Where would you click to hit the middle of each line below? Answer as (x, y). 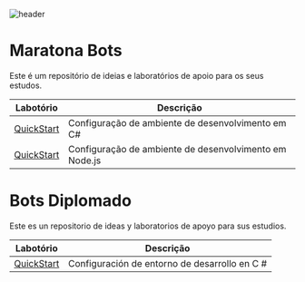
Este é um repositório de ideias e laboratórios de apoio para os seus (137, 75)
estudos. (26, 85)
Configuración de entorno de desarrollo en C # (167, 263)
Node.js (84, 160)
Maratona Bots (66, 51)
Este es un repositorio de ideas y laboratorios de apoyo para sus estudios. (148, 226)
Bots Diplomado (70, 201)
